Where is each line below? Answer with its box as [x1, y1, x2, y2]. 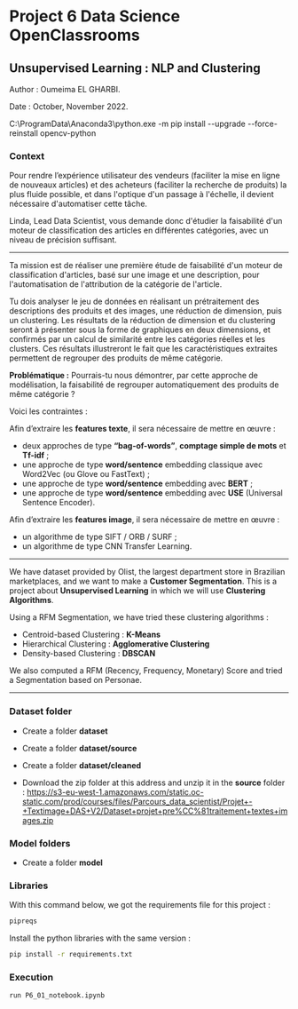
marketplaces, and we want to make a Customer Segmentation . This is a [9, 576, 278, 587]
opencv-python [39, 128, 97, 139]
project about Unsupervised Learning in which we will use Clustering [9, 585, 266, 596]
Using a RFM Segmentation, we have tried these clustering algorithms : [9, 612, 269, 623]
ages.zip [21, 814, 54, 825]
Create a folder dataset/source [21, 743, 137, 753]
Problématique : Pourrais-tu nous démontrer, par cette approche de [9, 370, 259, 381]
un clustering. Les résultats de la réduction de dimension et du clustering [9, 315, 276, 326]
